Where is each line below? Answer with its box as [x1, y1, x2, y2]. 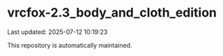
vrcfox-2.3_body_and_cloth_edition [7, 5, 217, 21]
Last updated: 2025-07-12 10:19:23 [7, 28, 108, 36]
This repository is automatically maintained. [7, 41, 132, 49]
